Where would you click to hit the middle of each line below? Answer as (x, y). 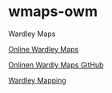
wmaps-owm (53, 12)
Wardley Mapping (37, 80)
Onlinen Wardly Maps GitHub (56, 65)
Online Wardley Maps (44, 49)
